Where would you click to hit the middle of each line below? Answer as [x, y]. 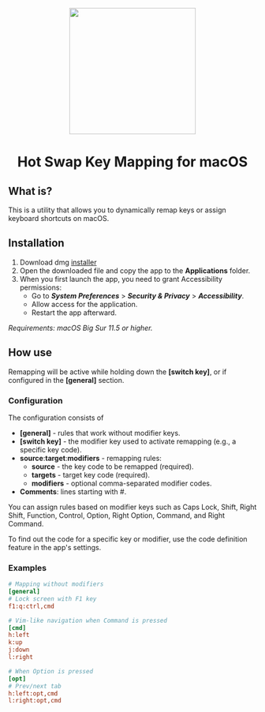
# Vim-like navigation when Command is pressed [88, 620]
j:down [19, 650]
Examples [28, 568]
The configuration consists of [56, 418]
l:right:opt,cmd [35, 701]
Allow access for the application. [84, 304]
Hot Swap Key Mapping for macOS [132, 162]
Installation [36, 244]
